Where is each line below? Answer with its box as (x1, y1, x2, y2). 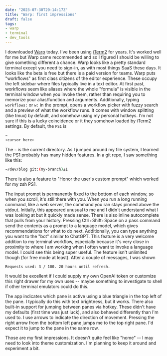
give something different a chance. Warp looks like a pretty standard (5, 59, 146, 65)
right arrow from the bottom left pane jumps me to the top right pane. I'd (5, 320, 154, 326)
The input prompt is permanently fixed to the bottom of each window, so (5, 191, 154, 197)
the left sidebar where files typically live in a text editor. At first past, (5, 80, 145, 86)
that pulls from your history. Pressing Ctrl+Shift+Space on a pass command (5, 217, 161, 223)
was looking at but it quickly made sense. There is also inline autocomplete (5, 212, 160, 218)
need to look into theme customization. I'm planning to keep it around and (5, 340, 157, 346)
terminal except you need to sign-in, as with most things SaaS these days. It (5, 64, 161, 70)
